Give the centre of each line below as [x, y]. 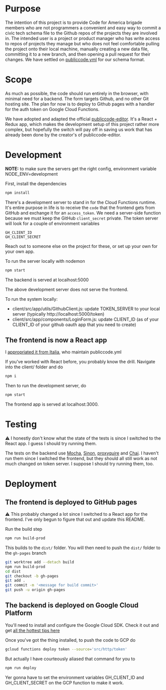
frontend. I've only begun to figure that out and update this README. [75, 519]
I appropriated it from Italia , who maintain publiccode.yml [63, 352]
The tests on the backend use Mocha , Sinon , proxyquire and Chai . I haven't [82, 453]
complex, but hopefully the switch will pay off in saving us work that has [79, 129]
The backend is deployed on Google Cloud [72, 605]
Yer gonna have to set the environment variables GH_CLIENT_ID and [75, 677]
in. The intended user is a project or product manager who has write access [83, 38]
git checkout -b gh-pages [32, 576]
